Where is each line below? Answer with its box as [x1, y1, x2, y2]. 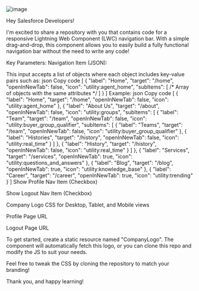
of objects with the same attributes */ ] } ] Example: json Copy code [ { [6, 90, 179, 96]
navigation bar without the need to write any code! [6, 48, 129, 55]
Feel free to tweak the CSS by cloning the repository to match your [6, 260, 169, 267]
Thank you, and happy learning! [6, 278, 84, 285]
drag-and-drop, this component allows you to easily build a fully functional [6, 42, 189, 48]
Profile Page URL [6, 213, 48, 220]
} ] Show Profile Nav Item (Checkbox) [6, 179, 98, 185]
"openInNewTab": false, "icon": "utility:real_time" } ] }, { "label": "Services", [6, 146, 189, 154]
